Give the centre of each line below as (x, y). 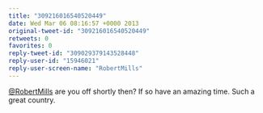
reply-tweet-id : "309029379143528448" (74, 53)
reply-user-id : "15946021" (54, 61)
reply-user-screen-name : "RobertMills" (76, 69)
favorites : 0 (30, 46)
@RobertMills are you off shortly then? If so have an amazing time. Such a (131, 91)
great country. (32, 100)
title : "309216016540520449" (57, 16)
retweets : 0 (28, 38)
